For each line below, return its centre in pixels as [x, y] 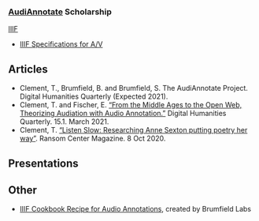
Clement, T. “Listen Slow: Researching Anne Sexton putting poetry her [133, 130]
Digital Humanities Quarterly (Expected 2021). [94, 96]
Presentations [43, 163]
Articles [28, 69]
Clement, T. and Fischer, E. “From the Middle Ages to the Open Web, [131, 105]
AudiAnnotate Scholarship [60, 12]
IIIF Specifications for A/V [61, 44]
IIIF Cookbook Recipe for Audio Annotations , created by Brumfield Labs [135, 209]
